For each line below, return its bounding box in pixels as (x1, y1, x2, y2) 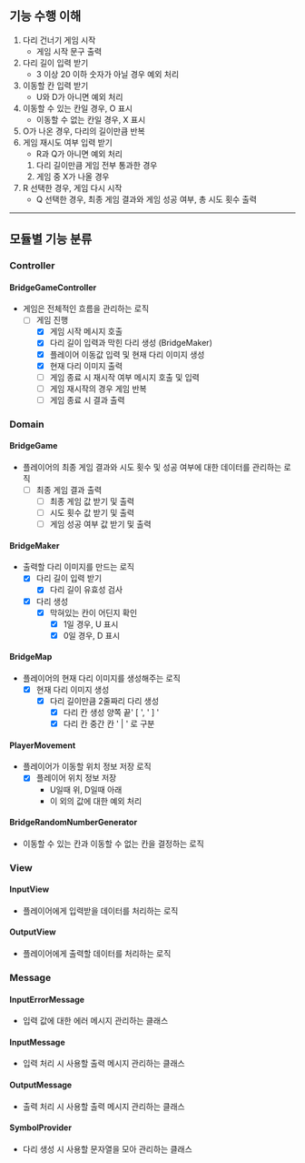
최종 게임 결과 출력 (35, 484, 103, 495)
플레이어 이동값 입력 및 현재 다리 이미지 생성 (49, 349, 205, 359)
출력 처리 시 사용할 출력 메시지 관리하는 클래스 (22, 1100, 185, 1112)
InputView (9, 884, 50, 895)
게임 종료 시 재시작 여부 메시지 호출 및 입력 (49, 371, 200, 382)
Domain (9, 418, 44, 430)
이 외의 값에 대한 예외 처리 (49, 795, 143, 806)
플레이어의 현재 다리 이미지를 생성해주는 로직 (22, 673, 182, 683)
